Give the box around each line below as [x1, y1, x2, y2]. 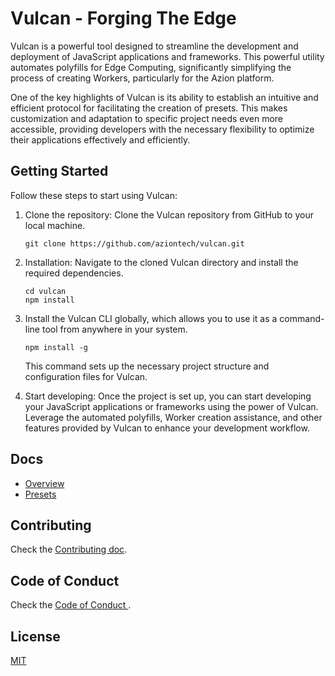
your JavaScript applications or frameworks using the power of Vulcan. [24, 400, 319, 412]
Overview [24, 477, 65, 489]
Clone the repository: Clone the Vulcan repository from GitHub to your [24, 208, 314, 221]
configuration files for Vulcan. [24, 370, 148, 382]
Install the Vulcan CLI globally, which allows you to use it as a [24, 312, 278, 324]
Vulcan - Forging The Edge [10, 7, 237, 30]
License [10, 628, 61, 645]
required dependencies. [24, 267, 124, 279]
